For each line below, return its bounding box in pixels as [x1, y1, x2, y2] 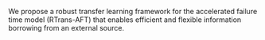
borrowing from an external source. [8, 24, 125, 32]
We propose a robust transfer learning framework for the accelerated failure [8, 7, 258, 16]
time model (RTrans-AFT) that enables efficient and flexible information [8, 15, 242, 24]
